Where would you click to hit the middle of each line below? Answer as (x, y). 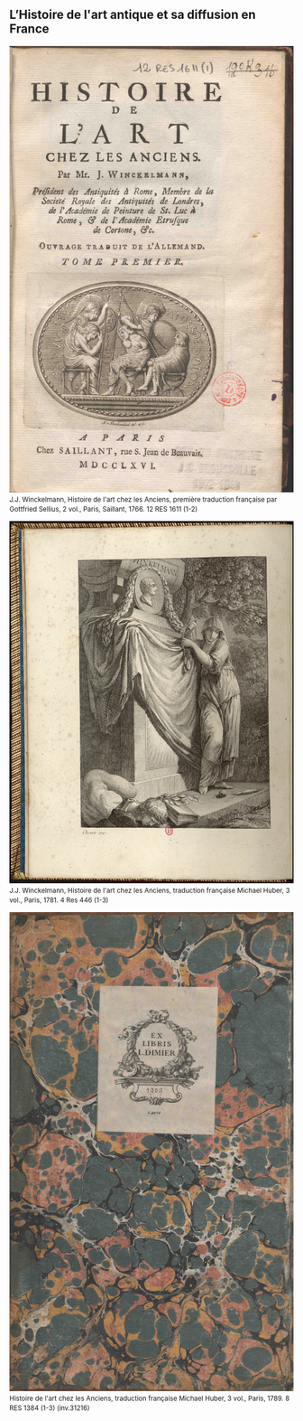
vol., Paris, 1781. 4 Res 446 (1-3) (59, 900)
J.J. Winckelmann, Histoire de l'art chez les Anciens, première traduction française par (143, 500)
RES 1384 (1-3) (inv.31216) (50, 1408)
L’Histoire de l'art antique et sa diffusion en (133, 15)
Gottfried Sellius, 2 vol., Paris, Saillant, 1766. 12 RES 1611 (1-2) (104, 510)
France (29, 29)
